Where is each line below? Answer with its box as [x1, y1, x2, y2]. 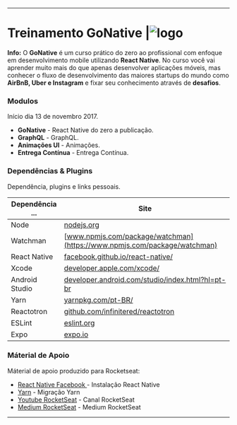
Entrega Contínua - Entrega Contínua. [17, 149, 129, 157]
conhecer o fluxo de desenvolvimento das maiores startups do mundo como [7, 71, 229, 79]
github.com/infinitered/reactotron [63, 306, 175, 316]
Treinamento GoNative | [7, 25, 150, 41]
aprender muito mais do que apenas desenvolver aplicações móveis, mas [7, 63, 221, 71]
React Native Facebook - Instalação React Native [17, 380, 160, 389]
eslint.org [63, 318, 95, 327]
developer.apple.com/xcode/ [63, 263, 160, 273]
